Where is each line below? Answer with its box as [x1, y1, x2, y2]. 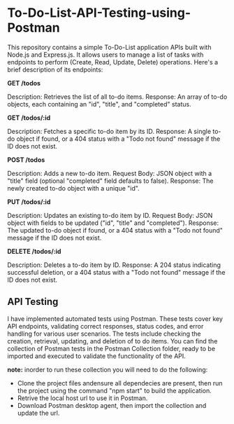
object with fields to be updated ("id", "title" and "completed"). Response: [7, 219, 219, 227]
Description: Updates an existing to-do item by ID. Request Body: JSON [7, 211, 213, 219]
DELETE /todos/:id [7, 247, 61, 255]
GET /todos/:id [7, 114, 51, 122]
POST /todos [7, 156, 45, 164]
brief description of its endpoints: [7, 65, 103, 74]
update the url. [17, 409, 60, 417]
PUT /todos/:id [7, 198, 51, 206]
